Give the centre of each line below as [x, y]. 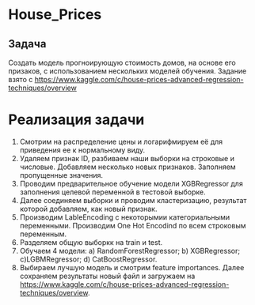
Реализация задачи [76, 120]
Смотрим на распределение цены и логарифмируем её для [121, 141]
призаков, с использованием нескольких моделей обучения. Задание [127, 71]
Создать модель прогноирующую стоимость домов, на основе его [122, 62]
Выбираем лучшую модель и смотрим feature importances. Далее [132, 267]
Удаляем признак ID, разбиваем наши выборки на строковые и [127, 158]
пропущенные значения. [61, 175]
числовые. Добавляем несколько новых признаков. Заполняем [127, 167]
